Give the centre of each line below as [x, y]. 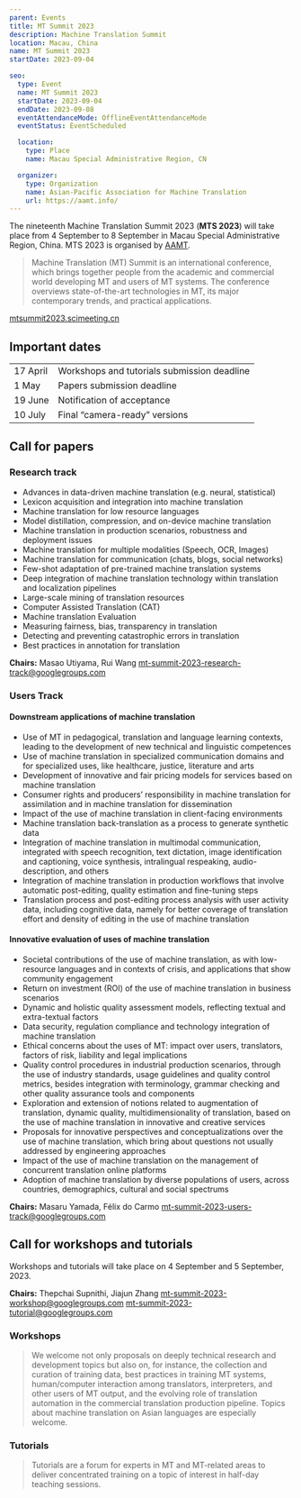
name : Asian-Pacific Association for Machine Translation [136, 192]
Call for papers [52, 447]
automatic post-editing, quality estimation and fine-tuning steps [140, 890]
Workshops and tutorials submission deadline [154, 371]
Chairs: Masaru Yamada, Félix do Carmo [84, 1207]
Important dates [55, 346]
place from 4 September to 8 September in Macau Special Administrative [145, 236]
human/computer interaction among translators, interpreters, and [151, 1385]
